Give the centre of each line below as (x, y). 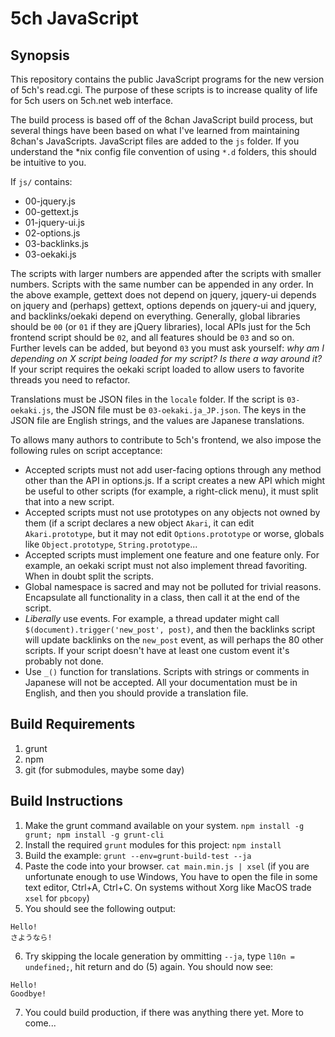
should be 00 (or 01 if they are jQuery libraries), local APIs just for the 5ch (161, 326)
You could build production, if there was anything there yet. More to (164, 1012)
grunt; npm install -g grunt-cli (94, 835)
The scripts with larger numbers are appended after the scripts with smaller (166, 273)
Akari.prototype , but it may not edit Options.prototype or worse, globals (174, 533)
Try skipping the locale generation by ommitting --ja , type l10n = (159, 956)
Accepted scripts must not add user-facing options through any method (173, 470)
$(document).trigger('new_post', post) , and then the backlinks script (170, 629)
